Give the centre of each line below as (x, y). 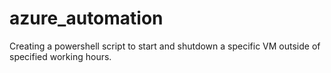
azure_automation (86, 18)
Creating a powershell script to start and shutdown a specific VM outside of (165, 46)
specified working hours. (60, 56)
